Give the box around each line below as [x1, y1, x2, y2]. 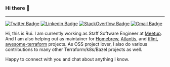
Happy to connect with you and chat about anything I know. [5, 56, 130, 62]
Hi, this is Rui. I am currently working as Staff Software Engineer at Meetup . [5, 30, 162, 37]
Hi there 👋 [5, 5, 30, 12]
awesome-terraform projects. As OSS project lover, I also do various [5, 41, 148, 47]
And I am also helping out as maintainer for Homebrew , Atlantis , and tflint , [5, 36, 158, 42]
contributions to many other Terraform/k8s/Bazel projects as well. [5, 46, 143, 52]
